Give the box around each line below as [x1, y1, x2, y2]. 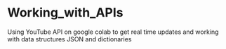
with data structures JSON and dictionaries [7, 35, 132, 43]
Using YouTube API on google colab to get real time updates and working [7, 28, 219, 36]
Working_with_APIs [7, 5, 124, 21]
